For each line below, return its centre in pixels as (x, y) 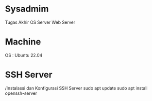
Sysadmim (27, 9)
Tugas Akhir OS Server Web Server (40, 22)
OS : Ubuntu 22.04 (24, 55)
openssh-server (21, 93)
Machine (23, 42)
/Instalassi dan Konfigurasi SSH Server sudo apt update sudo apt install (76, 88)
